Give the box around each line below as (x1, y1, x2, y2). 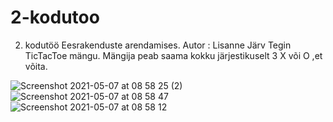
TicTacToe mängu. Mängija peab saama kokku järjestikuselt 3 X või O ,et (24, 49, 323, 61)
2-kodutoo (10, 6, 100, 29)
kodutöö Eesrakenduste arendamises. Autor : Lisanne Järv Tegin (24, 39, 292, 51)
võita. (24, 60, 48, 72)
